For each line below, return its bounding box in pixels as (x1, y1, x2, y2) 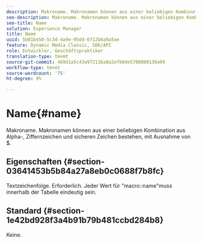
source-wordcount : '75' (6, 70, 66, 76)
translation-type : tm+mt (6, 53, 69, 59)
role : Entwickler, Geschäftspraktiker (6, 48, 103, 54)
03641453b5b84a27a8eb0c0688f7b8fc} (6, 166, 164, 176)
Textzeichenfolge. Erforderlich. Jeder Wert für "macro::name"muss (6, 182, 173, 189)
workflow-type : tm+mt (6, 64, 61, 71)
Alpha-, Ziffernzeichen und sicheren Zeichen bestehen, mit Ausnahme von (6, 133, 191, 140)
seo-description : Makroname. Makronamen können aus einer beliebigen (6, 14, 185, 20)
